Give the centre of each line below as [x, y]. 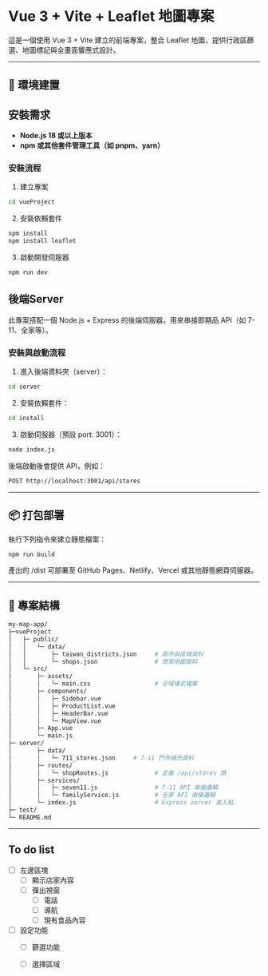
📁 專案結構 [34, 605]
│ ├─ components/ [48, 692]
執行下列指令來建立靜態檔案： [57, 539]
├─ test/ [23, 810]
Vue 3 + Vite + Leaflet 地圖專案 [111, 16]
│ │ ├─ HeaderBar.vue [59, 713]
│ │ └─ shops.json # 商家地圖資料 [103, 661]
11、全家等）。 [31, 330]
